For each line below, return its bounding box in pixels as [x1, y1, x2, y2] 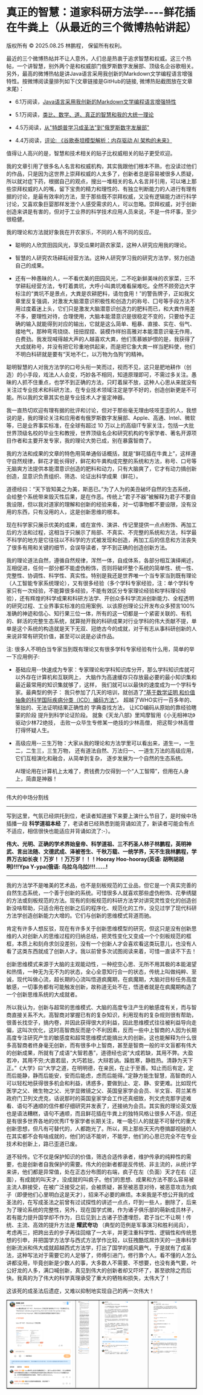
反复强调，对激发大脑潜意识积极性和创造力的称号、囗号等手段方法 [25, 297, 190, 304]
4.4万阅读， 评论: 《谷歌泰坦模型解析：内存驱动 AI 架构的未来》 [14, 136, 172, 144]
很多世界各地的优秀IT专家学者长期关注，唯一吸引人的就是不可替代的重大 [16, 1117, 196, 1124]
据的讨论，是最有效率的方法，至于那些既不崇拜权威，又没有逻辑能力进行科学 [6, 192, 197, 200]
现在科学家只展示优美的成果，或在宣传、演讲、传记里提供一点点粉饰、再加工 [6, 521, 197, 528]
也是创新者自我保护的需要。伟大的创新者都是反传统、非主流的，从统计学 [16, 1160, 197, 1168]
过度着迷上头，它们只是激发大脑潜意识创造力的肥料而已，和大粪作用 [20, 304, 190, 312]
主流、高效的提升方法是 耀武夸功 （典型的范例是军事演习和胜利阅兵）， [16, 1221, 192, 1228]
